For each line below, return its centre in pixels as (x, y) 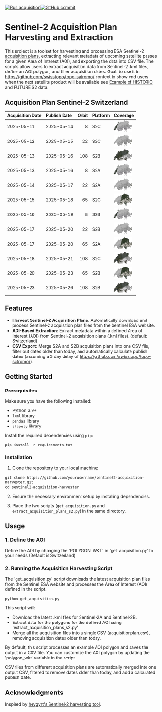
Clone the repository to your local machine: (55, 468)
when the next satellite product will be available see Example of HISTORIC (79, 82)
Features (19, 309)
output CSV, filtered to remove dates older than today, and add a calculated (80, 672)
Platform (101, 116)
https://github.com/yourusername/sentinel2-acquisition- (85, 477)
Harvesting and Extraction (59, 38)
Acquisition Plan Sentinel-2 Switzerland (66, 102)
